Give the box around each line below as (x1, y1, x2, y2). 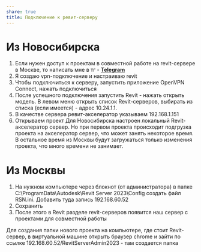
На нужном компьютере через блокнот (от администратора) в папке (14, 183, 193, 190)
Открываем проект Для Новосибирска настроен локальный (14, 117, 170, 125)
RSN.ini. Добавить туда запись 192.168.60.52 (14, 196, 129, 204)
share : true (6, 8, 36, 15)
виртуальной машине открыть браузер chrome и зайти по (32, 233, 181, 240)
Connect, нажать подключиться (14, 85, 97, 93)
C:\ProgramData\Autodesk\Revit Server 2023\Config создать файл (14, 190, 181, 197)
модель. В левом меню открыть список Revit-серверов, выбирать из (14, 98, 193, 105)
